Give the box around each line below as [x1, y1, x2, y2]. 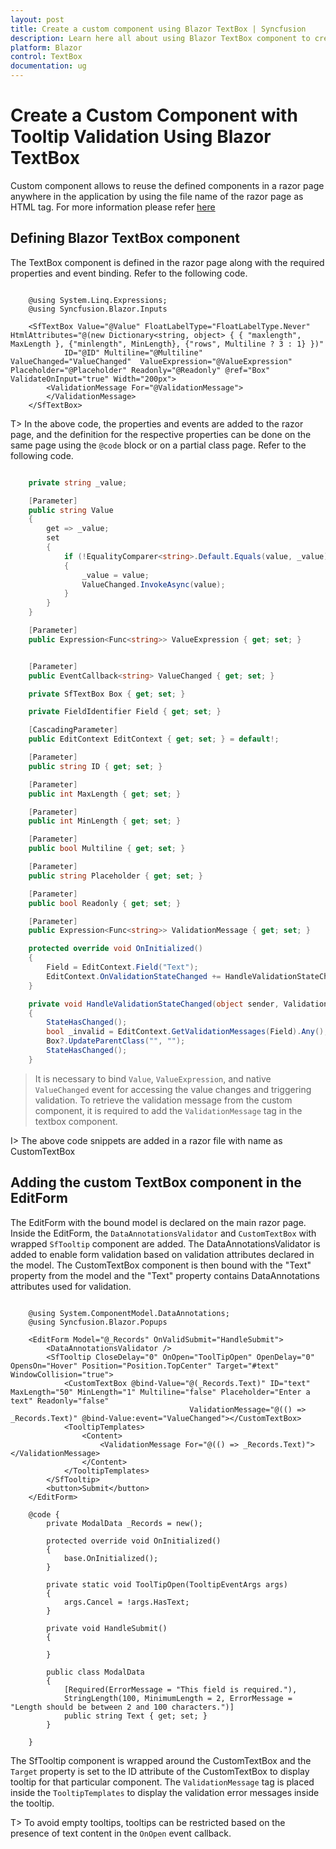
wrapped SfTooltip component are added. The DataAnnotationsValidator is [10, 1237, 321, 1250]
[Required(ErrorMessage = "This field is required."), [63, 1684, 298, 1695]
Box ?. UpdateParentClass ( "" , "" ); [46, 1036, 186, 1046]
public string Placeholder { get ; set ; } [28, 871, 203, 881]
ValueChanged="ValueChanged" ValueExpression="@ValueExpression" [10, 356, 293, 366]
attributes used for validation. [10, 1280, 132, 1292]
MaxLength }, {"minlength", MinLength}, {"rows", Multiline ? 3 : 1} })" [10, 339, 325, 349]
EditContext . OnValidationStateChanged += [46, 971, 222, 981]
